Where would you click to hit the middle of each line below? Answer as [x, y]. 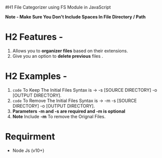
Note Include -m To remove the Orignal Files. [59, 116]
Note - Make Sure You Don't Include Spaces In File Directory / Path [75, 17]
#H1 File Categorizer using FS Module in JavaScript [58, 7]
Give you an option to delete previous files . [58, 56]
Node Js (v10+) [28, 150]
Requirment [30, 137]
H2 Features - [34, 37]
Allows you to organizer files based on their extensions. [70, 51]
